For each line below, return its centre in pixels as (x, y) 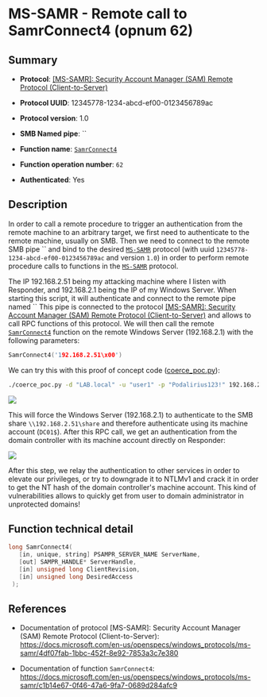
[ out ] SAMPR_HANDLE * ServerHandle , (77, 562)
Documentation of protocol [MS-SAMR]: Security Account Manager (130, 628)
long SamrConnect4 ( (41, 547)
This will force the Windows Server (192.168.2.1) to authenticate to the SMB (131, 414)
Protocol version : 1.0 (54, 118)
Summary (33, 60)
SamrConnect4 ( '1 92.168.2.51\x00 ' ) (66, 355)
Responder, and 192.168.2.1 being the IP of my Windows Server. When (122, 290)
